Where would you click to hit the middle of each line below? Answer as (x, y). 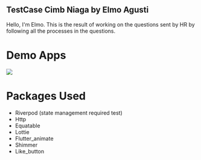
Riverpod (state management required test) (69, 113)
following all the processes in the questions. (61, 31)
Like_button (30, 151)
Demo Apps (36, 55)
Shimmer (26, 145)
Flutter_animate (34, 138)
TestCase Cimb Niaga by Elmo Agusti (78, 10)
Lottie (22, 132)
